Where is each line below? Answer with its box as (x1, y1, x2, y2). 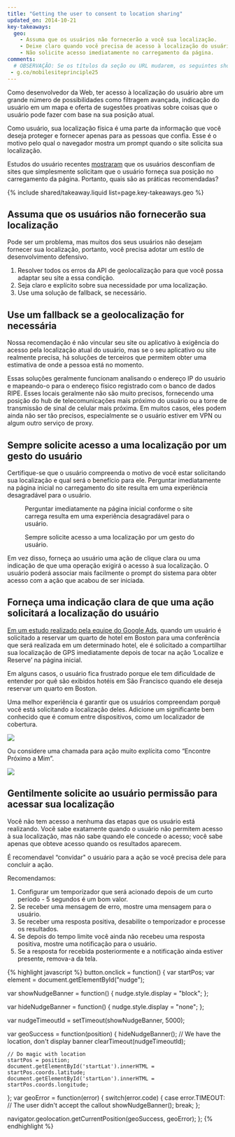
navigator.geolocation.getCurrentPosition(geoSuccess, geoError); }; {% (7, 1114, 213, 1123)
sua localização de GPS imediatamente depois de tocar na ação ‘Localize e (7, 648, 224, 656)
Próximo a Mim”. (7, 754, 55, 763)
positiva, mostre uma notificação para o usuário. (17, 939, 157, 948)
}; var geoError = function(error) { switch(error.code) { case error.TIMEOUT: (7, 1093, 225, 1102)
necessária (7, 320, 57, 332)
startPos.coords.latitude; (7, 1068, 86, 1076)
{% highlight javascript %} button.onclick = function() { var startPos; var (7, 968, 215, 976)
